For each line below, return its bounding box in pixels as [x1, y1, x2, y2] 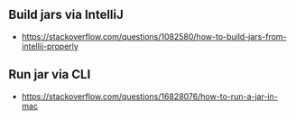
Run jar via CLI [8, 67, 91, 82]
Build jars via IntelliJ [8, 7, 124, 23]
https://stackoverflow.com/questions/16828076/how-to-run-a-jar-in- [21, 90, 279, 102]
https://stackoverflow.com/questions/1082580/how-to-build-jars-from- [21, 31, 287, 42]
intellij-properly [21, 41, 79, 51]
